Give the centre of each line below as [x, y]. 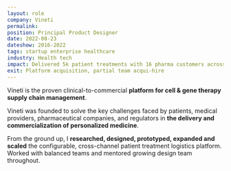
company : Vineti [30, 20]
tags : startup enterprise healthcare [61, 52]
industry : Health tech [40, 58]
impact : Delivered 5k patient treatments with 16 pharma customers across [117, 64]
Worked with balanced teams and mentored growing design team [100, 153]
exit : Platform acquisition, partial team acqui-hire [86, 70]
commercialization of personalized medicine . [73, 125]
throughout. [24, 160]
